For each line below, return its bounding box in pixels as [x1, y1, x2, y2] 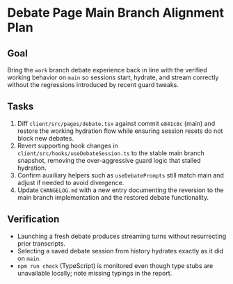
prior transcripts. [17, 239, 66, 248]
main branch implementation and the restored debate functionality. [17, 193, 209, 201]
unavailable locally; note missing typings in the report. [17, 269, 172, 277]
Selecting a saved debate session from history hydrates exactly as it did [17, 246, 224, 255]
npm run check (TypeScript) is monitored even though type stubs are [17, 261, 214, 269]
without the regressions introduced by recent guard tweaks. [7, 81, 179, 88]
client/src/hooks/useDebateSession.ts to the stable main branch [17, 148, 205, 157]
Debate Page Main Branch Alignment [7, 5, 225, 21]
